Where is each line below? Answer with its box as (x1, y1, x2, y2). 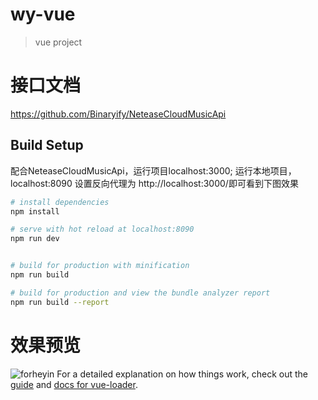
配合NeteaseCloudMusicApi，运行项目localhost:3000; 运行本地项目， (10, 164, 297, 177)
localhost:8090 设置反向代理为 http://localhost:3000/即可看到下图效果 (10, 177, 299, 189)
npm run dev (10, 234, 60, 244)
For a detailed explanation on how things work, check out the (56, 368, 308, 380)
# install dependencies (10, 197, 110, 207)
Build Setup (10, 137, 84, 154)
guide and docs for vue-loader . (10, 378, 138, 390)
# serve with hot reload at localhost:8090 (10, 224, 195, 235)
